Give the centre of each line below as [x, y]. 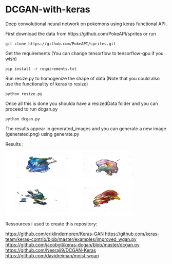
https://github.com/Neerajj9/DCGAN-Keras [51, 250]
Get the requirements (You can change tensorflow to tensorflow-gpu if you [84, 53]
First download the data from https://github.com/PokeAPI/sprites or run [81, 33]
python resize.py [24, 94]
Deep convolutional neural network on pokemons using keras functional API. [86, 24]
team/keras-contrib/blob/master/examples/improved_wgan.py [71, 239]
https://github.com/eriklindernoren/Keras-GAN [55, 234]
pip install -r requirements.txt [41, 69]
